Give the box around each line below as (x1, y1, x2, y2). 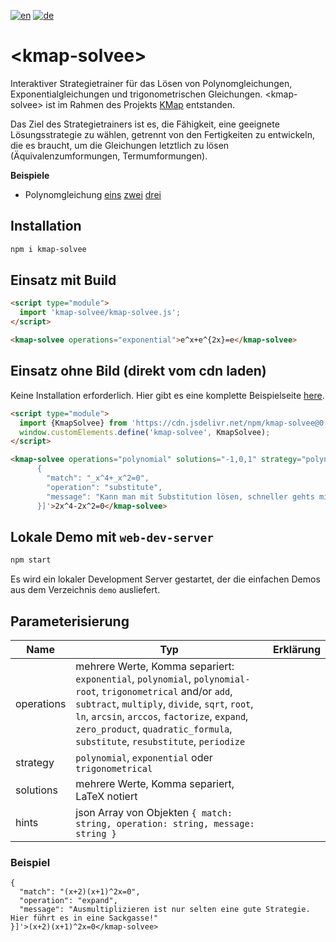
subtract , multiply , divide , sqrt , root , (75, 697, 254, 710)
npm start (10, 555, 52, 565)
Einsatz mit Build (10, 272, 117, 289)
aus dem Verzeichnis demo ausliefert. (10, 584, 161, 596)
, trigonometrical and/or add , (96, 685, 233, 698)
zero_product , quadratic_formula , (75, 722, 233, 735)
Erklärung (273, 643, 321, 656)
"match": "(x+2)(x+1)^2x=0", (19, 887, 141, 897)
